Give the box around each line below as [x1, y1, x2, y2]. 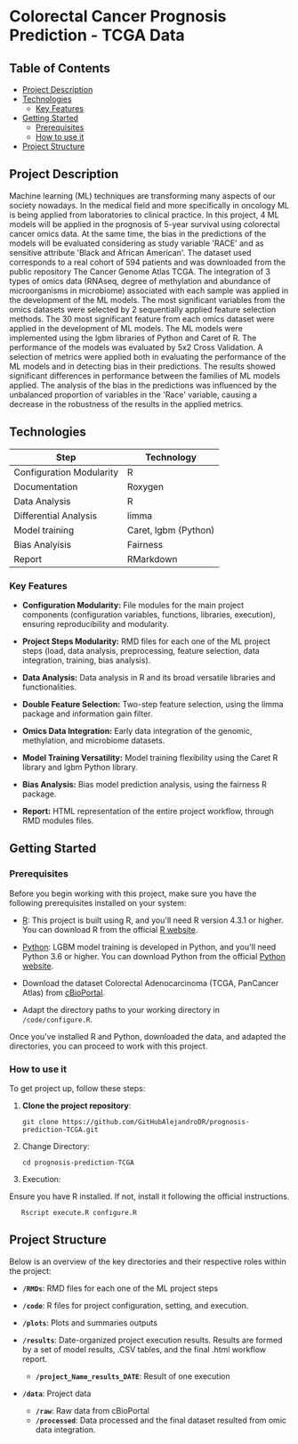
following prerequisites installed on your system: [9, 897, 187, 908]
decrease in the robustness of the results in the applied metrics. [9, 398, 244, 409]
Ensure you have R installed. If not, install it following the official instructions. [9, 1191, 290, 1202]
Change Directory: [21, 1140, 91, 1151]
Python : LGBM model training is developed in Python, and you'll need [21, 942, 277, 952]
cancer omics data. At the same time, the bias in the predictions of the [9, 228, 267, 239]
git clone [21, 1117, 60, 1126]
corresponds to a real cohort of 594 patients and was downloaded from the [9, 257, 286, 267]
